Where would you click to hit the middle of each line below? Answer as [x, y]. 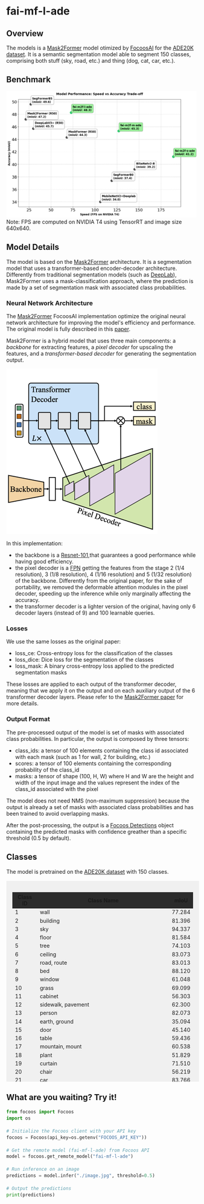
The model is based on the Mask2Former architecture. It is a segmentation [99, 261]
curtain [48, 1063]
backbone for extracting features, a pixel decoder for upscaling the [90, 347]
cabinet [49, 996]
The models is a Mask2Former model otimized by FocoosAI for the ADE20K [100, 48]
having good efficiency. [44, 562]
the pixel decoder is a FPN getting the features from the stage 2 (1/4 [100, 568]
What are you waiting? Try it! [62, 1097]
